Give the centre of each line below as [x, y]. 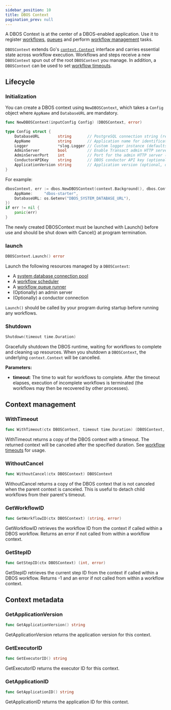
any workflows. [21, 313]
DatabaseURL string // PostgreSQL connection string [86, 136]
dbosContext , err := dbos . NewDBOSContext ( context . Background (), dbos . [82, 189]
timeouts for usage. [26, 450]
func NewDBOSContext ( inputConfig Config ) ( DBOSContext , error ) [74, 123]
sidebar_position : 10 [28, 10]
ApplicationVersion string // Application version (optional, [89, 165]
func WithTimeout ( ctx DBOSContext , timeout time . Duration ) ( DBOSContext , [85, 429]
